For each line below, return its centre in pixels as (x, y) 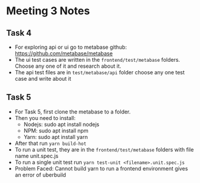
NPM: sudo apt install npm (56, 130)
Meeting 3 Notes (48, 11)
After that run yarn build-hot (51, 143)
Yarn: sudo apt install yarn (56, 137)
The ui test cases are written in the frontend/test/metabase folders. (97, 60)
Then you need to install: (45, 118)
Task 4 (19, 33)
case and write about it (43, 79)
